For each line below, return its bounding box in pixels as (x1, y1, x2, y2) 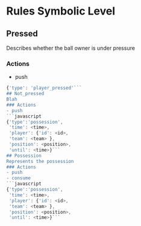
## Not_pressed (6, 91, 45, 97)
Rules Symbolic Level (6, 4, 116, 18)
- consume (6, 175, 31, 181)
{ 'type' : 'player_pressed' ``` (6, 85, 83, 91)
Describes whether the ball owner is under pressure (6, 44, 136, 52)
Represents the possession (6, 158, 74, 164)
